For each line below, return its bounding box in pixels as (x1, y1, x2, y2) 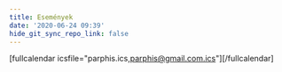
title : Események (9, 12, 74, 22)
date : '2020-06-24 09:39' (9, 21, 105, 30)
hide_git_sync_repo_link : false (9, 29, 129, 38)
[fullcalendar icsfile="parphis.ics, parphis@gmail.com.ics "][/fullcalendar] (9, 54, 274, 64)
